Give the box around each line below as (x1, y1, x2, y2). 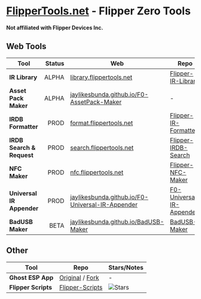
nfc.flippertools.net (69, 168, 124, 176)
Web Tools (6, 41, 47, 52)
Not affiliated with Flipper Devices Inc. (6, 24, 103, 31)
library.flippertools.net (69, 73, 133, 81)
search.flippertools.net (69, 143, 134, 152)
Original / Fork (59, 273, 99, 282)
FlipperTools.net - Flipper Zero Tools (6, 4, 191, 18)
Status (45, 59, 65, 67)
